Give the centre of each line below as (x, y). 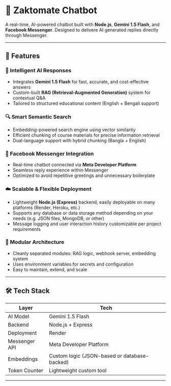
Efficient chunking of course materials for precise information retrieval (86, 135)
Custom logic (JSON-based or (86, 355)
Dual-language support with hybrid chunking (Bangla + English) (79, 140)
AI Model (19, 316)
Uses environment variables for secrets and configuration (73, 264)
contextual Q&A (29, 98)
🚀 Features (23, 56)
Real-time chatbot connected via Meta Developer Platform (74, 165)
